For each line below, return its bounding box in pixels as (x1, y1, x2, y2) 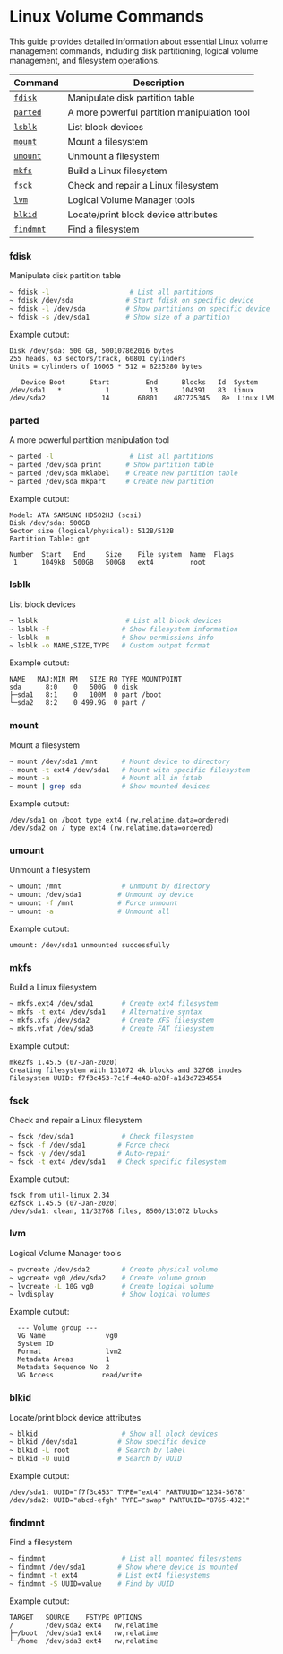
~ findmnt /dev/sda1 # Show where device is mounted (9, 1562, 239, 1572)
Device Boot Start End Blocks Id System (21, 377, 258, 387)
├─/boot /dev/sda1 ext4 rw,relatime (9, 1628, 159, 1638)
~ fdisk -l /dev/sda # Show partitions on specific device (9, 304, 270, 313)
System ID (17, 1340, 54, 1349)
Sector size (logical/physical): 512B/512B (9, 526, 175, 535)
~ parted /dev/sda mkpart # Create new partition (9, 477, 215, 486)
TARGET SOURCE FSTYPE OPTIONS (9, 1613, 142, 1622)
